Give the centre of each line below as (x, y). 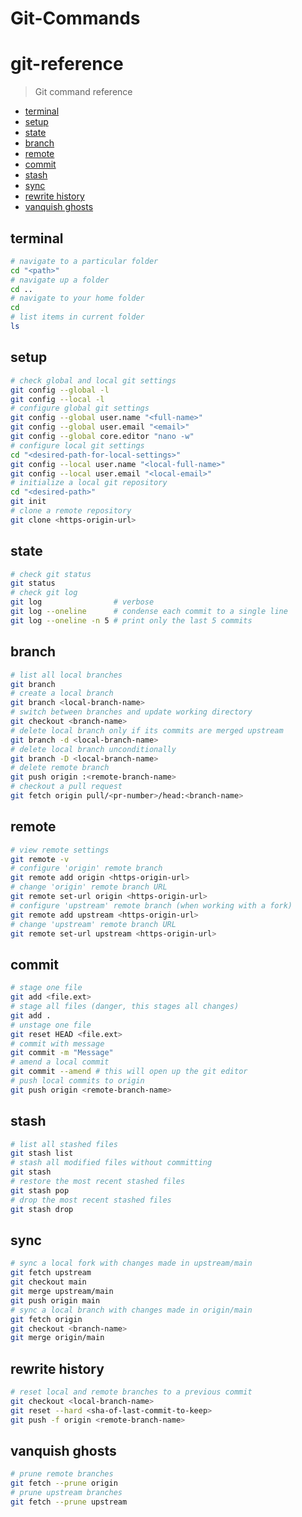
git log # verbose (82, 602)
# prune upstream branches (66, 1493)
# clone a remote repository (71, 511)
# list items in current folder (77, 317)
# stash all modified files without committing (111, 1163)
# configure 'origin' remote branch (86, 868)
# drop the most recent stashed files (91, 1200)
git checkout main (48, 1282)
